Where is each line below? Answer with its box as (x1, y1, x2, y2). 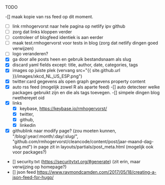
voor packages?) (12, 149, 47, 155)
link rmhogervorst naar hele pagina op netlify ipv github (12, 23, 125, 29)
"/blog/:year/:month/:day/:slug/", (12, 133, 79, 139)
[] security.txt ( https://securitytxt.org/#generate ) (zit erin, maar (12, 159, 141, 164)
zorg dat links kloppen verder (12, 29, 73, 35)
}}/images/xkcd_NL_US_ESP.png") (12, 73, 82, 79)
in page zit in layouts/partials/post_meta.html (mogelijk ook (33, 144, 154, 149)
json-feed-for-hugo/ (12, 175, 54, 180)
